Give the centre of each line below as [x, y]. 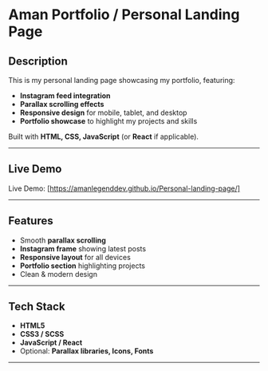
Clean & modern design [59, 274]
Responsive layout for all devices [75, 257]
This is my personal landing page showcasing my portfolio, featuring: [122, 80]
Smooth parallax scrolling [63, 240]
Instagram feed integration [65, 96]
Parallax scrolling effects [62, 104]
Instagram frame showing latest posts [83, 248]
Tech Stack [37, 307]
